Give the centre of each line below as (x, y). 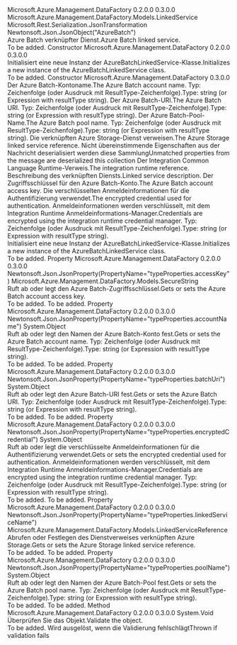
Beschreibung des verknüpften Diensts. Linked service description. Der (110, 176)
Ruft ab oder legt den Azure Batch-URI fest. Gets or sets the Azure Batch (112, 394)
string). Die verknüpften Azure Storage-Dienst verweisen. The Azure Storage (118, 138)
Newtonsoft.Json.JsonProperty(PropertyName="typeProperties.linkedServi (117, 515)
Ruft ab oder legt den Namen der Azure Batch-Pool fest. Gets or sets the (112, 583)
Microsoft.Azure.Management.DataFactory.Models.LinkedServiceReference (117, 530)
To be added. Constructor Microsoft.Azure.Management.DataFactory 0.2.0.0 (119, 47)
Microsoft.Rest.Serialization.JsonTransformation (77, 25)
